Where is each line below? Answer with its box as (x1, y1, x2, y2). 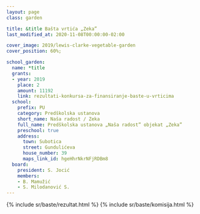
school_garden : (6, 59, 45, 65)
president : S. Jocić (17, 167, 70, 173)
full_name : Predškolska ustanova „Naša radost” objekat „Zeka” (17, 122, 183, 128)
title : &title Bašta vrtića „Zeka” (6, 26, 98, 32)
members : (17, 172, 40, 179)
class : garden (6, 15, 43, 21)
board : (12, 161, 29, 168)
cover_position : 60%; (6, 48, 62, 54)
